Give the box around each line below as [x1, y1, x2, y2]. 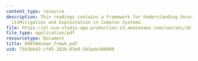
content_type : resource [6, 8, 65, 15]
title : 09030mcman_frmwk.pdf [6, 41, 78, 47]
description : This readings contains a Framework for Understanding [6, 14, 178, 20]
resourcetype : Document [6, 35, 65, 41]
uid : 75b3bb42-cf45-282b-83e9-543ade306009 [6, 46, 115, 52]
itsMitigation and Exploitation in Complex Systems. [11, 19, 144, 25]
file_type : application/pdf [6, 30, 75, 36]
